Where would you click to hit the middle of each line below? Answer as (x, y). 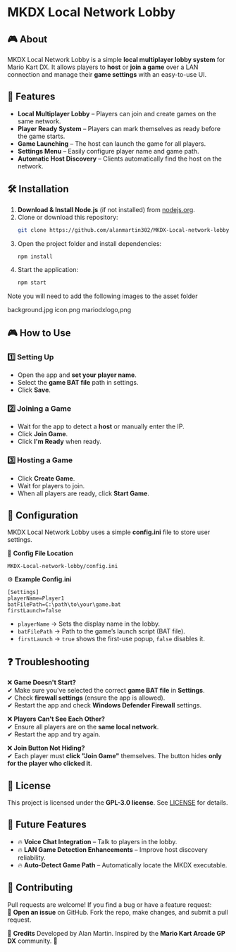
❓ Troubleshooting (48, 662)
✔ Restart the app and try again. (54, 734)
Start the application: (48, 270)
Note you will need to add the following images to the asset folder (103, 296)
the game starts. (41, 136)
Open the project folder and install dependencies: (89, 243)
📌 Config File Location (41, 553)
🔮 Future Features (47, 825)
